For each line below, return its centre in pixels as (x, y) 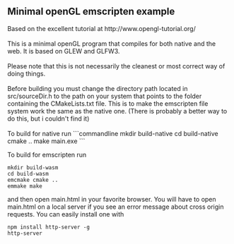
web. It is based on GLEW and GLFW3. (64, 51)
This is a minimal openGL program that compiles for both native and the (112, 43)
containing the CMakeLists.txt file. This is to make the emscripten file (108, 103)
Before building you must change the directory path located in (98, 88)
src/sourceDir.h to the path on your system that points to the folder (105, 96)
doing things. (27, 73)
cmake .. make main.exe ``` (46, 141)
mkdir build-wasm (33, 167)
